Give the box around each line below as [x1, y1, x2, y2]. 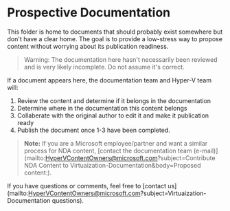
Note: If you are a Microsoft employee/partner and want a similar [23, 139, 208, 147]
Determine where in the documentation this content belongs [16, 104, 187, 112]
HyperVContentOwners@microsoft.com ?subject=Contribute [45, 153, 216, 162]
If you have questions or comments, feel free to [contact [7, 181, 167, 190]
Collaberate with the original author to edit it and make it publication [16, 111, 209, 120]
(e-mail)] [193, 146, 218, 155]
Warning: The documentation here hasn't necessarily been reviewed [23, 55, 218, 63]
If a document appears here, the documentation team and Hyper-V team [7, 76, 211, 84]
